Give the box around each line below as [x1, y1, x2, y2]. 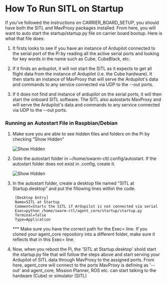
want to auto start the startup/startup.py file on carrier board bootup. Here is [5, 30, 163, 36]
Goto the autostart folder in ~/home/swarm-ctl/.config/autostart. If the [12, 155, 157, 161]
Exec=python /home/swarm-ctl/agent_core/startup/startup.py [14, 208, 143, 213]
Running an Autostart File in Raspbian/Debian [5, 119, 118, 126]
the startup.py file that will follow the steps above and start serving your [12, 251, 161, 257]
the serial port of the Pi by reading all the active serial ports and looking [12, 50, 160, 56]
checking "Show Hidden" [12, 136, 65, 142]
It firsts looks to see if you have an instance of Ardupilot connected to [12, 45, 156, 51]
